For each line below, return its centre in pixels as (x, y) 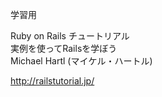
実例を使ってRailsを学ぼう (64, 48)
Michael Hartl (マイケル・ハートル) (81, 61)
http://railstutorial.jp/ (52, 81)
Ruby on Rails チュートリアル (70, 36)
